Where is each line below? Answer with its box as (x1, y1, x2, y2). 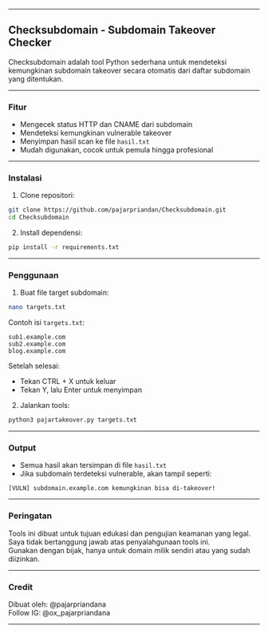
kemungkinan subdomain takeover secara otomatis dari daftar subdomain (8, 65, 250, 75)
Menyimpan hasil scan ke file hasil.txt (19, 136, 150, 146)
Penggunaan (8, 269, 59, 280)
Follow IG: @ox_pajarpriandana (8, 607, 111, 617)
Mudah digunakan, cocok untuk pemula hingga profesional (19, 145, 214, 155)
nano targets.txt (8, 303, 66, 311)
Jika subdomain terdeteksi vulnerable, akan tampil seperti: (19, 469, 212, 479)
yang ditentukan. (8, 73, 64, 84)
